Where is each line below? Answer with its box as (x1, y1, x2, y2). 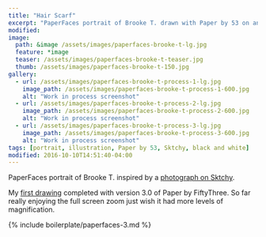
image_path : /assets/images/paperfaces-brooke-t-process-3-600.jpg (22, 129, 249, 137)
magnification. (8, 205, 55, 214)
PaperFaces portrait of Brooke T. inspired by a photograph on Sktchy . (8, 173, 235, 182)
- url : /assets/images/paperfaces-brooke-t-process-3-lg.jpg (15, 122, 222, 130)
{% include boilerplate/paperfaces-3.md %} (8, 220, 152, 230)
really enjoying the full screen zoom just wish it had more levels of (8, 197, 224, 206)
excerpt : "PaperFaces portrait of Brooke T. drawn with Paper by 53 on (8, 19, 249, 27)
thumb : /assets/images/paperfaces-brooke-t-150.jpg (15, 63, 190, 71)
